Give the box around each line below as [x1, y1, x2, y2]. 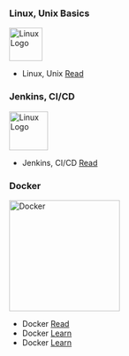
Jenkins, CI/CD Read [21, 157, 98, 168]
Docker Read [21, 318, 70, 328]
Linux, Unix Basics [9, 7, 90, 20]
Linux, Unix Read [21, 68, 84, 79]
